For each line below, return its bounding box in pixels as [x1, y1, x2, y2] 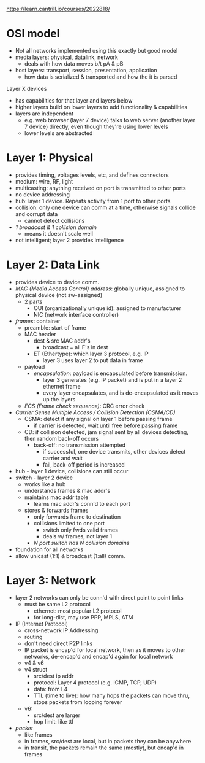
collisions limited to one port [33, 519, 105, 527]
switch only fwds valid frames [42, 526, 118, 533]
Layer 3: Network [6, 574, 97, 587]
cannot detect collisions [24, 217, 85, 224]
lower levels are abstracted [24, 129, 93, 137]
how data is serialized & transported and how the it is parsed [24, 73, 177, 80]
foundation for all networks [15, 546, 84, 553]
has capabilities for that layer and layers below [15, 96, 133, 104]
